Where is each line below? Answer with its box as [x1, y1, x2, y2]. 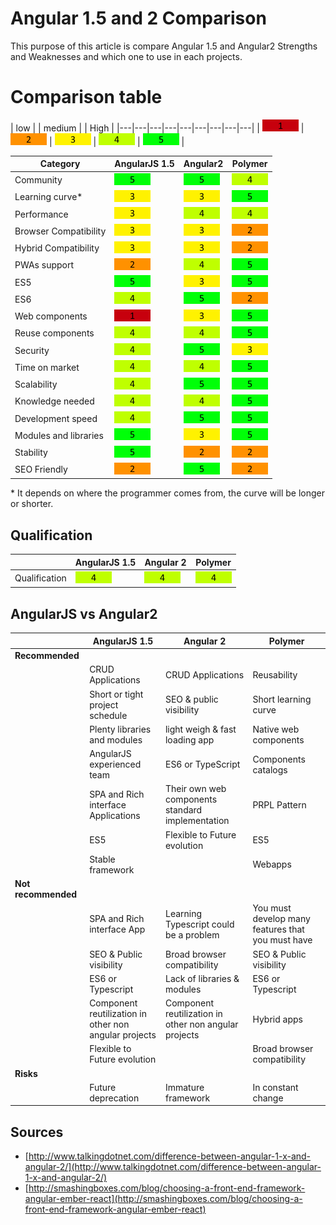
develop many [252, 913, 311, 925]
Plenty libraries [89, 723, 152, 735]
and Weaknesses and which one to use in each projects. [10, 50, 243, 62]
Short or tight [89, 688, 144, 700]
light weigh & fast [164, 723, 237, 735]
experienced [89, 758, 142, 770]
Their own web [164, 783, 227, 795]
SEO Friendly [14, 463, 68, 476]
